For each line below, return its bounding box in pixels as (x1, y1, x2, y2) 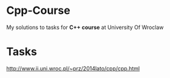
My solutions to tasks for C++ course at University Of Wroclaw (6, 24, 164, 31)
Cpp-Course (6, 4, 71, 18)
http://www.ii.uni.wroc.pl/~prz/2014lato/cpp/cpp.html (6, 65, 140, 72)
